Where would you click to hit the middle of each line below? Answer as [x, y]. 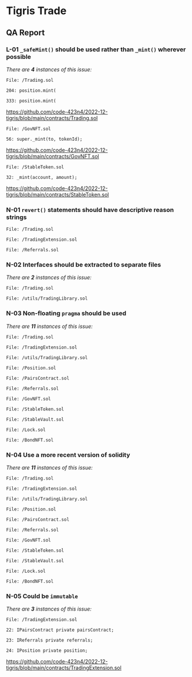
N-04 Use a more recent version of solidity [68, 454]
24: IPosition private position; [47, 651]
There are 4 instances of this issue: [49, 69]
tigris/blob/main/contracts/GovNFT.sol [53, 156]
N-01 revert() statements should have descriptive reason [90, 210]
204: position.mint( [31, 90]
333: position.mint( [31, 101]
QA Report [26, 33]
